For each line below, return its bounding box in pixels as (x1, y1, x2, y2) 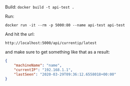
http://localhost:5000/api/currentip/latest (5, 41, 97, 45)
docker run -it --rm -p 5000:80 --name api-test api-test (5, 23, 125, 28)
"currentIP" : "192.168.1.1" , (14, 67, 73, 72)
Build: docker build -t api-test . (5, 4, 74, 10)
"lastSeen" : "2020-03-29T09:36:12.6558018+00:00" (14, 72, 117, 77)
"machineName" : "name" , (14, 63, 62, 68)
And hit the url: (5, 31, 35, 37)
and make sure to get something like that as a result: (5, 49, 110, 55)
